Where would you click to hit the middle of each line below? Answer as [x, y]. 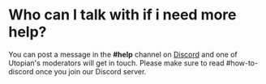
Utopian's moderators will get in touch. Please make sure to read [116, 63]
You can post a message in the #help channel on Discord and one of [123, 54]
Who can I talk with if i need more [122, 15]
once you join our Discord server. [91, 71]
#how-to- [242, 63]
